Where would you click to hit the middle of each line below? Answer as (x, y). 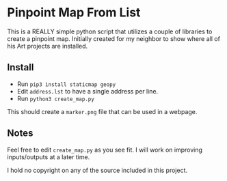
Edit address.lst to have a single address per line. (88, 91)
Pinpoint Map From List (74, 13)
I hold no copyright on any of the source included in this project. (97, 170)
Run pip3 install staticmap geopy (66, 84)
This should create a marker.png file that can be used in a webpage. (102, 111)
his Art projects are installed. (48, 46)
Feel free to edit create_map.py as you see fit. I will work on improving (105, 150)
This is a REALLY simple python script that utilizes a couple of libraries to (110, 31)
